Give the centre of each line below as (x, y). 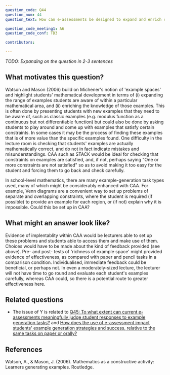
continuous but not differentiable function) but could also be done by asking (84, 122)
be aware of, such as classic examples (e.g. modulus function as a (74, 116)
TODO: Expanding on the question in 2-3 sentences (59, 61)
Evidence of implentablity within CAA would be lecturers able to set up (79, 235)
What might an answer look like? (58, 223)
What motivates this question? (55, 77)
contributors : (20, 43)
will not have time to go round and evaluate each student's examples (77, 273)
